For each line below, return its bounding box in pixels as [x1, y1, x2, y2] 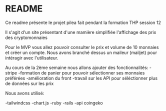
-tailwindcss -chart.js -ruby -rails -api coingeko [5, 99, 103, 105]
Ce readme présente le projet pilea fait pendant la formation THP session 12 [5, 19, 161, 25]
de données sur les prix [5, 80, 54, 86]
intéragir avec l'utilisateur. [5, 54, 58, 60]
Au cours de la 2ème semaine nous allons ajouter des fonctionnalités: [5, 64, 148, 70]
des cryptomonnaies [5, 34, 47, 40]
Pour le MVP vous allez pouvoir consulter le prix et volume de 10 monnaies [5, 44, 159, 50]
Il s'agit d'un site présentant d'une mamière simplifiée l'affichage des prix [5, 29, 156, 35]
